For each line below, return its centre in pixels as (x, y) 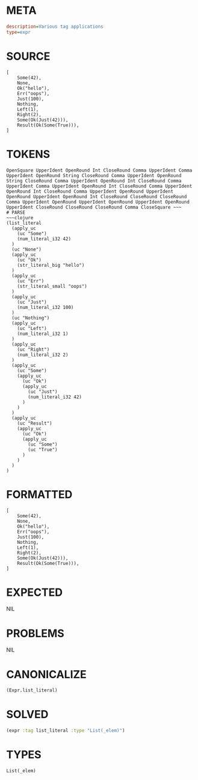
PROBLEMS (35, 633)
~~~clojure (20, 217)
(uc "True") (43, 449)
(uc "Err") (31, 281)
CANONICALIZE (47, 674)
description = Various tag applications (55, 27)
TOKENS (28, 154)
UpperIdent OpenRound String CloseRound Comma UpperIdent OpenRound (94, 175)
